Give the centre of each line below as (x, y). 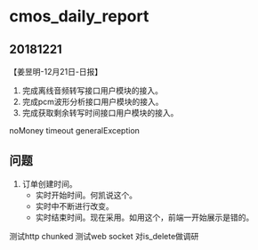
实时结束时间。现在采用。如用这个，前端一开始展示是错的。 (145, 217)
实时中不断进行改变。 (74, 206)
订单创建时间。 (49, 183)
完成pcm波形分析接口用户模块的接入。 (93, 101)
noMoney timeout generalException (75, 130)
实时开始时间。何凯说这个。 (86, 195)
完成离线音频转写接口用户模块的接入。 (92, 90)
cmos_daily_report (79, 16)
